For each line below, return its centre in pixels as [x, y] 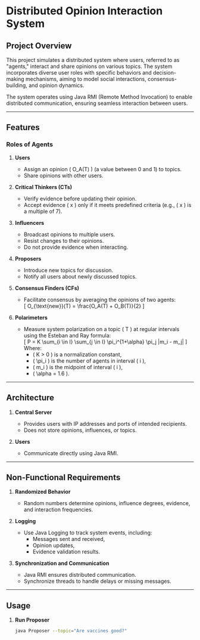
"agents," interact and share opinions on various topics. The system [89, 66]
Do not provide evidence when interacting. [76, 247]
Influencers [29, 222]
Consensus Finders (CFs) [47, 288]
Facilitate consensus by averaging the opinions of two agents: [100, 299]
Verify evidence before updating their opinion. [80, 199]
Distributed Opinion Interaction [85, 11]
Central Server [33, 412]
